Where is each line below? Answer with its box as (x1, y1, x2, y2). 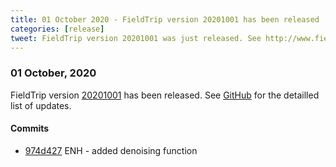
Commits (10, 122, 50, 135)
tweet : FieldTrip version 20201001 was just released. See (10, 33, 262, 43)
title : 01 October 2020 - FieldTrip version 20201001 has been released (10, 14, 320, 25)
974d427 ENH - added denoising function (24, 144, 198, 156)
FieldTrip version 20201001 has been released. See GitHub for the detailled (10, 89, 320, 101)
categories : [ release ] (10, 24, 105, 34)
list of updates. (10, 99, 72, 111)
